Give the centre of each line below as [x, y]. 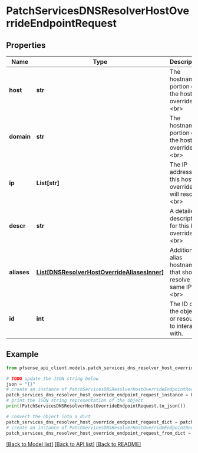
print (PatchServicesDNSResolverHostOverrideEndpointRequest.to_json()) [96, 406]
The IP [178, 165]
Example [22, 354]
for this [179, 226]
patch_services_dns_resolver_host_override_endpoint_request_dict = [92, 422]
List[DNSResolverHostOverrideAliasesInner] [100, 272]
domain [20, 137]
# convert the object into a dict [49, 416]
